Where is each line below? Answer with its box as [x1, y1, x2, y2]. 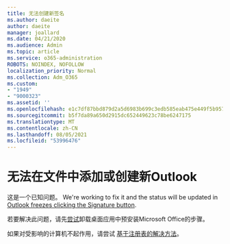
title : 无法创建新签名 [7, 10, 65, 17]
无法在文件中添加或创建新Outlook [7, 169, 197, 185]
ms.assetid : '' [7, 99, 51, 106]
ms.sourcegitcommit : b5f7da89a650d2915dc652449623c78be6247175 [7, 112, 192, 119]
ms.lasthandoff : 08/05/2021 [7, 131, 88, 138]
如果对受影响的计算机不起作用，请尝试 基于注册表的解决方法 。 [7, 230, 183, 238]
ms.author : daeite [7, 16, 60, 23]
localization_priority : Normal [7, 67, 97, 74]
